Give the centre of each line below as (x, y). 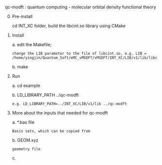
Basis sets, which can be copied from (51, 131)
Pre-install (22, 16)
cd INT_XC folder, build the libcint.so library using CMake (69, 26)
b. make (20, 67)
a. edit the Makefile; (32, 45)
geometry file (26, 149)
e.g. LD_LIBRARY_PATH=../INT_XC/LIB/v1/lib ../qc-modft (69, 104)
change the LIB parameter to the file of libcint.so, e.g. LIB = (79, 53)
